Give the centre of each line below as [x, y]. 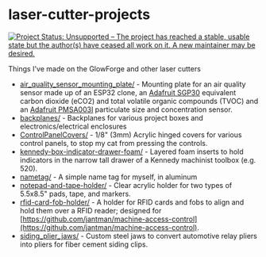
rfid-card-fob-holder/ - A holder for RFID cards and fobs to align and [132, 202]
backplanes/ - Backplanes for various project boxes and [112, 117]
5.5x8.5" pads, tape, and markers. [75, 194]
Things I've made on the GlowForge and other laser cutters [104, 68]
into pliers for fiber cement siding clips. [84, 244]
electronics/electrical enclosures [73, 126]
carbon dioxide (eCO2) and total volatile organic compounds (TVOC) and [139, 101]
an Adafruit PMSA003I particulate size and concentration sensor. [126, 109]
